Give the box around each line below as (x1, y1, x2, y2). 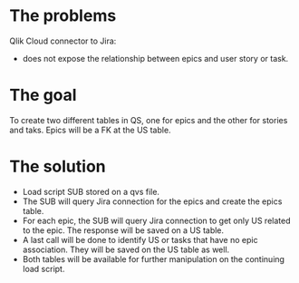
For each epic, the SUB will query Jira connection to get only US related (22, 215, 291, 226)
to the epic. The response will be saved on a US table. (22, 224, 225, 236)
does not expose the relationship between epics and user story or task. (22, 53, 289, 63)
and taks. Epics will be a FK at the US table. (9, 124, 171, 135)
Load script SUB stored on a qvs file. (22, 186, 160, 197)
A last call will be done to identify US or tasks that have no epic (22, 234, 258, 245)
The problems (9, 5, 117, 26)
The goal (9, 85, 77, 105)
